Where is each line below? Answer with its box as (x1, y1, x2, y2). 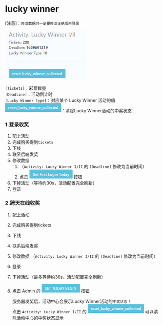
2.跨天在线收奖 (5, 200, 40, 206)
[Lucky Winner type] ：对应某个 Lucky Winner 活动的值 (5, 97, 116, 103)
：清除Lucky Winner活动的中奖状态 (61, 107, 132, 113)
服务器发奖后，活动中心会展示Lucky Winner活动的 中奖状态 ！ (12, 298, 132, 304)
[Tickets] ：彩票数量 (5, 85, 46, 91)
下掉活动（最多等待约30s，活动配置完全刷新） (12, 274, 106, 280)
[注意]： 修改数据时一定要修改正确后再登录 (5, 20, 80, 26)
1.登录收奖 (5, 121, 29, 128)
